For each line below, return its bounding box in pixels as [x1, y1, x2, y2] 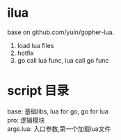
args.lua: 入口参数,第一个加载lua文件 [7, 124, 111, 133]
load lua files [17, 41, 54, 49]
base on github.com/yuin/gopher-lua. [7, 28, 115, 36]
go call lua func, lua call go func [17, 56, 109, 64]
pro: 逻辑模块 [7, 116, 45, 124]
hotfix [17, 49, 34, 57]
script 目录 [7, 83, 70, 99]
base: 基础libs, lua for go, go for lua [7, 107, 109, 116]
